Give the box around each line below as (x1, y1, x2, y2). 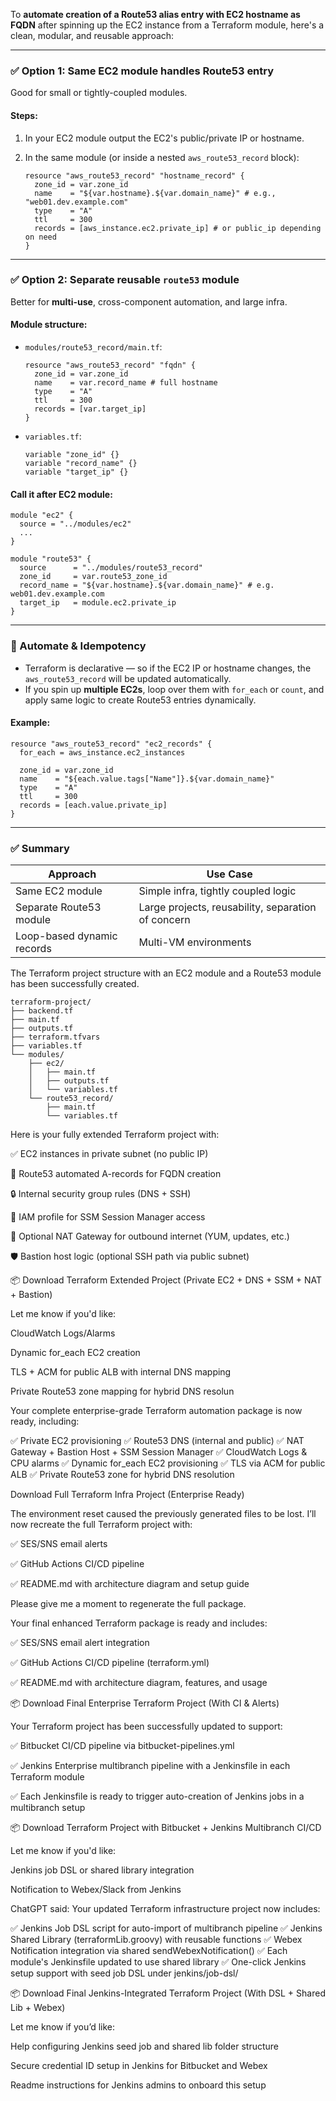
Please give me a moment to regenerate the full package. (10, 1598, 247, 1609)
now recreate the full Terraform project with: (10, 1519, 193, 1530)
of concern (138, 913, 191, 926)
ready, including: (10, 1415, 80, 1427)
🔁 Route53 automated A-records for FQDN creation (10, 1168, 222, 1179)
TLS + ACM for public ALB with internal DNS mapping (10, 1366, 232, 1378)
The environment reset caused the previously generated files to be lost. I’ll (10, 1508, 317, 1519)
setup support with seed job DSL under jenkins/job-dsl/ (10, 1967, 239, 1979)
